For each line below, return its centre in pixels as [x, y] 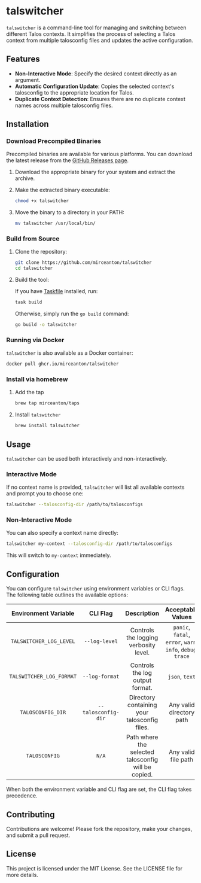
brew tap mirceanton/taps [47, 403]
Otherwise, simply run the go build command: [72, 314]
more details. [22, 875]
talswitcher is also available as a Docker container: [70, 353]
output [142, 680]
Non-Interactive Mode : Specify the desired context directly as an [96, 74]
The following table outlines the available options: [67, 595]
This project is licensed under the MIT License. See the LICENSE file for [95, 868]
